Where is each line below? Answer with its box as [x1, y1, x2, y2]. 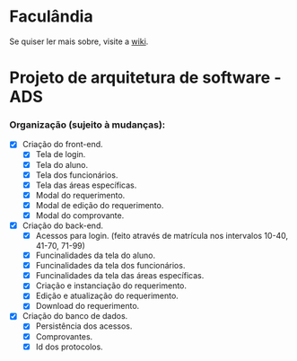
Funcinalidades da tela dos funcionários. [35, 260, 186, 271]
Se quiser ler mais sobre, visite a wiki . [9, 36, 149, 47]
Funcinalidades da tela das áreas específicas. [35, 270, 205, 281]
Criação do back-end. [22, 220, 103, 231]
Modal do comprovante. [35, 209, 125, 221]
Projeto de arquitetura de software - [9, 67, 282, 88]
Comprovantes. [35, 330, 93, 342]
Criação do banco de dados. [22, 311, 128, 321]
